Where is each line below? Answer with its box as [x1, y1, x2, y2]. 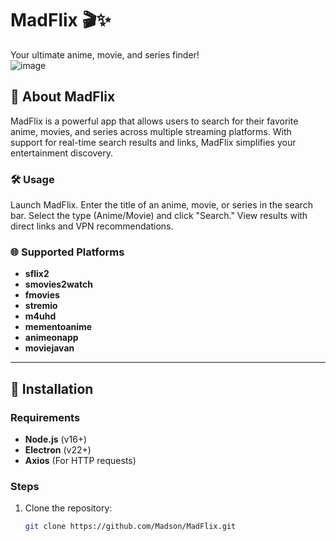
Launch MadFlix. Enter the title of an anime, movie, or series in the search [10, 199, 313, 211]
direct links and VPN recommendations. [10, 220, 174, 232]
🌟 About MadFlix [10, 88, 116, 106]
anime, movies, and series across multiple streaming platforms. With [10, 125, 292, 137]
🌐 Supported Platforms [10, 245, 125, 259]
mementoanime [24, 321, 93, 333]
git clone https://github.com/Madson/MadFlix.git [24, 522, 237, 532]
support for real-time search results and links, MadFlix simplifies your [10, 136, 297, 148]
